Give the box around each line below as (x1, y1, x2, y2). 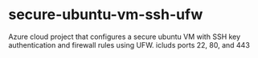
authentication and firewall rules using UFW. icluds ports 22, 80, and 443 (8, 40, 251, 49)
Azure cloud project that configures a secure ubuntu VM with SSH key (8, 32, 241, 41)
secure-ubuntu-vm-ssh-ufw (8, 6, 203, 24)
